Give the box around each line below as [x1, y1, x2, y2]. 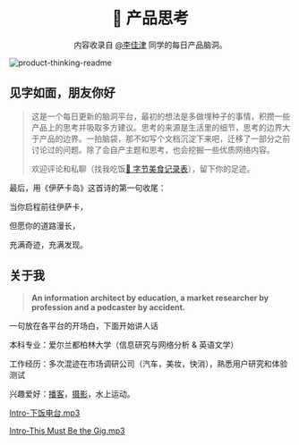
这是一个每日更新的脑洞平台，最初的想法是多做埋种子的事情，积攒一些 [30, 111, 291, 122]
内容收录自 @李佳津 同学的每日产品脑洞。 [73, 39, 227, 50]
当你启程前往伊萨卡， [9, 201, 88, 212]
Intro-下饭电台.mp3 [9, 407, 81, 418]
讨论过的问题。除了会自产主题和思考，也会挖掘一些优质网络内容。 [30, 144, 275, 155]
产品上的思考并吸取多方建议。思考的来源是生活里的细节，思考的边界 [30, 122, 283, 132]
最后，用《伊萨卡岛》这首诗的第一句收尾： [9, 182, 167, 193]
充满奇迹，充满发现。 [9, 239, 88, 250]
